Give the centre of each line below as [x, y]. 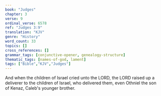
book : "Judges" [20, 10]
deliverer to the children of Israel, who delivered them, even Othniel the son [81, 83]
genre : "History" [23, 37]
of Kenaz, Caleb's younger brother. [40, 88]
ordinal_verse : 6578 [26, 23]
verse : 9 [14, 19]
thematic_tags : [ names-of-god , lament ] [46, 59]
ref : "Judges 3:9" [24, 28]
